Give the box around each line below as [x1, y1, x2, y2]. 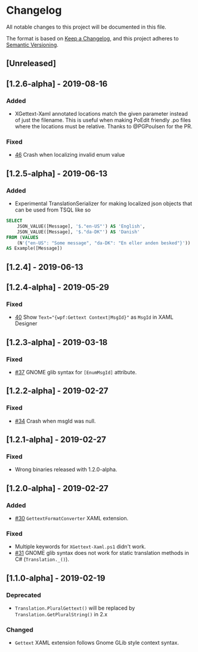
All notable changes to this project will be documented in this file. [6, 23, 167, 30]
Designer [14, 320, 38, 327]
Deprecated [6, 591, 42, 599]
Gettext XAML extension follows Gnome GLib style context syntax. [14, 639, 179, 647]
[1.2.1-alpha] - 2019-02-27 [6, 434, 106, 445]
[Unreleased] [6, 58, 57, 69]
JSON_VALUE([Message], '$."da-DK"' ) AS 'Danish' [17, 229, 140, 235]
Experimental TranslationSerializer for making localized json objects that [14, 200, 193, 207]
